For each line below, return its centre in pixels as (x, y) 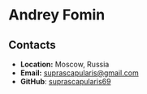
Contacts (32, 45)
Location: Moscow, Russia (65, 64)
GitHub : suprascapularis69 (65, 81)
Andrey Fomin (57, 15)
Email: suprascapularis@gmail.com (80, 73)
